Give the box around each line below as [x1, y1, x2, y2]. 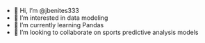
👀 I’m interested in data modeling [13, 14, 108, 22]
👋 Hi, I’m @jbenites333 [13, 7, 80, 14]
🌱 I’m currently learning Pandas [13, 21, 104, 29]
